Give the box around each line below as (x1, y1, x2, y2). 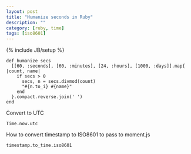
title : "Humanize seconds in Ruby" (6, 14, 93, 20)
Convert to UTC (6, 109, 44, 116)
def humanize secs (6, 58, 51, 64)
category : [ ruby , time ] (6, 25, 65, 31)
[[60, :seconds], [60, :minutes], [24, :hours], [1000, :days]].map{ (11, 63, 185, 69)
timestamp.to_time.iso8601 (6, 142, 72, 149)
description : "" (6, 19, 46, 25)
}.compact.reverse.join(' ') (11, 94, 83, 100)
